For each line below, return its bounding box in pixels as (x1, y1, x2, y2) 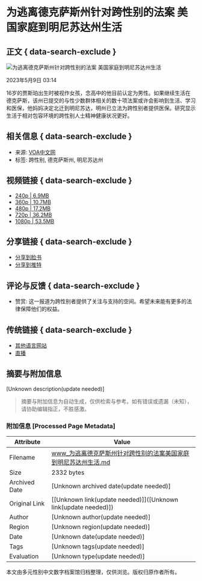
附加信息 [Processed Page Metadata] (6, 422, 115, 430)
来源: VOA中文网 (14, 149, 56, 156)
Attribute (14, 438, 41, 446)
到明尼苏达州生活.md (51, 458, 111, 467)
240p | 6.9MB (14, 191, 49, 199)
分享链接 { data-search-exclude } (6, 237, 132, 247)
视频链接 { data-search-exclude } (6, 176, 132, 186)
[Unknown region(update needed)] (51, 523, 150, 531)
